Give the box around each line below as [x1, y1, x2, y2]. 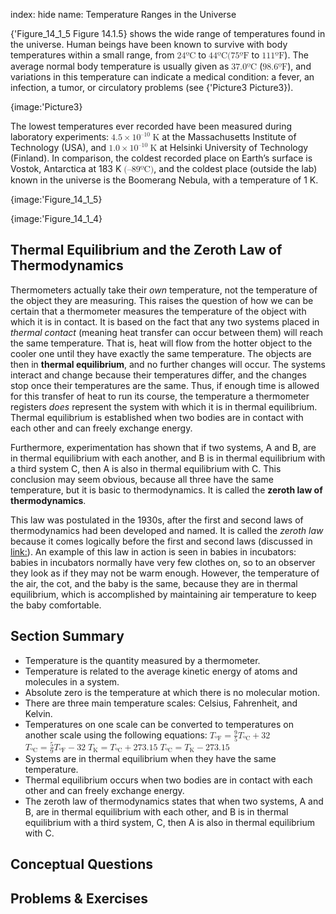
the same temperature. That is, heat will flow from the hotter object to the [10, 337, 313, 349]
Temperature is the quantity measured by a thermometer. [24, 654, 261, 666]
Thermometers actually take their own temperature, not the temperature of [10, 284, 318, 296]
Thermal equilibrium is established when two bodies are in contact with [10, 411, 304, 423]
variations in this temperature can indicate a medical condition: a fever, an [10, 71, 315, 83]
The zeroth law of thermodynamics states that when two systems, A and [24, 795, 324, 807]
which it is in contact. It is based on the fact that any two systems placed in [10, 315, 320, 328]
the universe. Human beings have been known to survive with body [10, 39, 288, 50]
